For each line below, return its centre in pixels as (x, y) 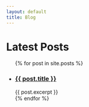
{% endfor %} (32, 98)
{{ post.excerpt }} (36, 92)
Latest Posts (38, 47)
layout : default (26, 12)
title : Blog (21, 17)
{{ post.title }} (36, 79)
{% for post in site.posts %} (49, 63)
